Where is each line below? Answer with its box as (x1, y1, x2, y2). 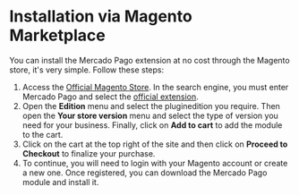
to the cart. (21, 129, 64, 140)
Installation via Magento (9, 6, 192, 27)
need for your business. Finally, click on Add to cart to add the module (21, 119, 283, 131)
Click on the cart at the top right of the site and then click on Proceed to (21, 139, 288, 149)
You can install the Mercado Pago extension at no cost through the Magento (9, 55, 290, 65)
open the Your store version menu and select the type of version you (21, 110, 279, 121)
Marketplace (9, 25, 106, 46)
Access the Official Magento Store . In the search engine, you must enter (21, 81, 289, 92)
